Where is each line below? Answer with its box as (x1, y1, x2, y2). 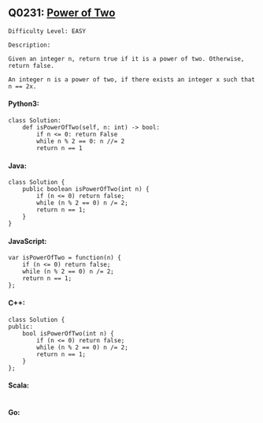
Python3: (8, 99, 39, 109)
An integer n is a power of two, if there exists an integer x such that (8, 75, 256, 84)
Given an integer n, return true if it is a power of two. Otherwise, (8, 54, 245, 62)
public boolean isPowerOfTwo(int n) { (22, 185, 150, 193)
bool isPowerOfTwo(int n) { (22, 329, 114, 338)
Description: (8, 41, 51, 49)
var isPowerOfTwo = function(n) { (8, 254, 122, 262)
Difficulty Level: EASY (8, 27, 87, 35)
